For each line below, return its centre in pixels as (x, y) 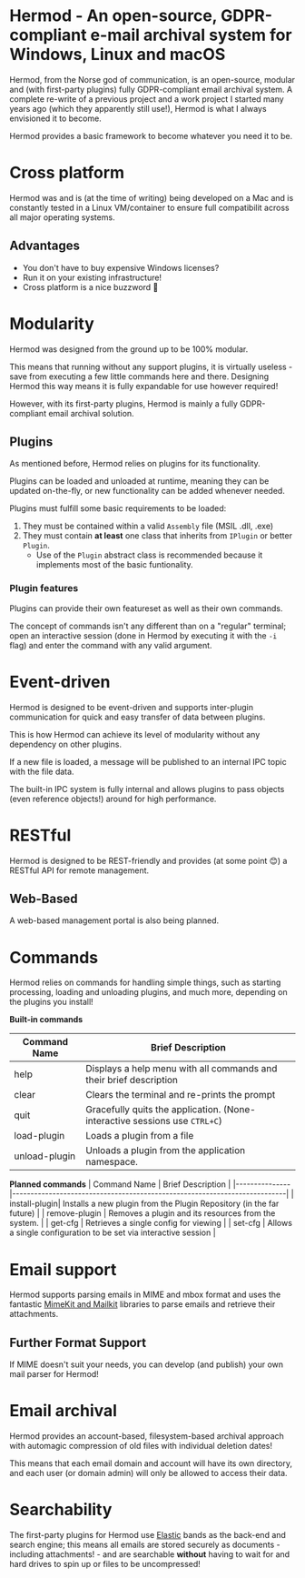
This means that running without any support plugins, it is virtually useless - (151, 367)
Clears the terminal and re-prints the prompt (181, 1095)
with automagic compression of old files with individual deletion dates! (141, 1446)
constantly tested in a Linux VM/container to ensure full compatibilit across (149, 207)
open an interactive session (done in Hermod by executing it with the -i (143, 635)
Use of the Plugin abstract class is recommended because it (149, 555)
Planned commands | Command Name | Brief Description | (120, 1184)
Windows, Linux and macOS (118, 55)
